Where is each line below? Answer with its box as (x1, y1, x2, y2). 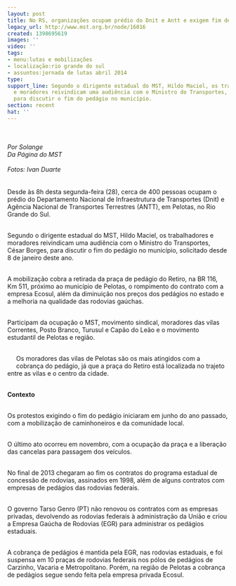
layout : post (7, 10, 46, 18)
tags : (7, 50, 23, 57)
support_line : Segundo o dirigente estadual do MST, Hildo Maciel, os (7, 82, 218, 89)
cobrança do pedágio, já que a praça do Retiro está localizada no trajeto (16, 362, 225, 370)
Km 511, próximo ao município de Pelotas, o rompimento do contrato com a (7, 282, 224, 291)
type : (7, 75, 23, 83)
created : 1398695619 (7, 30, 68, 37)
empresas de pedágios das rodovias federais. (7, 483, 140, 492)
